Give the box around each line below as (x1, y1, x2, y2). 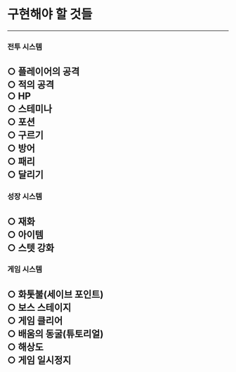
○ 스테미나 (7, 103, 53, 115)
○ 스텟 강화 (7, 241, 55, 253)
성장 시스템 (7, 192, 43, 201)
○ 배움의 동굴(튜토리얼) (7, 328, 104, 340)
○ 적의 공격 (7, 79, 55, 91)
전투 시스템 (7, 41, 43, 51)
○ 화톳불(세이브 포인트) (7, 288, 104, 300)
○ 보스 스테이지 (7, 301, 72, 313)
